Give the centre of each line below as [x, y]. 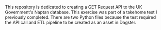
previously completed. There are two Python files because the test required [80, 17]
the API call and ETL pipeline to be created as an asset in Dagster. [71, 22]
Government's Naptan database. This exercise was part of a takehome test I [81, 12]
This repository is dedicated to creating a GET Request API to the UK [73, 7]
